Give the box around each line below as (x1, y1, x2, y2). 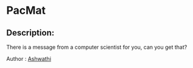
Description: (6, 28, 55, 38)
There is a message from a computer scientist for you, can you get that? (6, 43, 188, 51)
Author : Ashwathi (6, 55, 52, 62)
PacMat (6, 4, 46, 17)
